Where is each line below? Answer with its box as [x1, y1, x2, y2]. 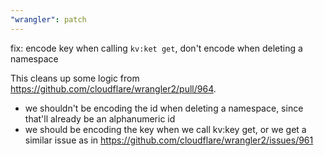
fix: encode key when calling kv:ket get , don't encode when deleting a [10, 42, 303, 54]
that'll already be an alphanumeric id [24, 112, 176, 125]
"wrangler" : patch [10, 14, 87, 25]
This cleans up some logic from [10, 72, 140, 84]
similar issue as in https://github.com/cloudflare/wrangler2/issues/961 [24, 134, 314, 146]
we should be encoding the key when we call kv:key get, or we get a [24, 123, 307, 135]
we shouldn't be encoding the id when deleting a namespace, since [24, 102, 304, 114]
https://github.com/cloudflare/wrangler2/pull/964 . [10, 82, 217, 95]
